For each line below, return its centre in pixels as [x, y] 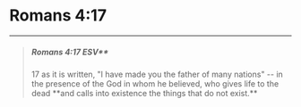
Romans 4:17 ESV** [70, 52]
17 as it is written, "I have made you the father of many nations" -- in [157, 74]
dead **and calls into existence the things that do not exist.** [144, 93]
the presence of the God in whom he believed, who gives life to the [155, 83]
